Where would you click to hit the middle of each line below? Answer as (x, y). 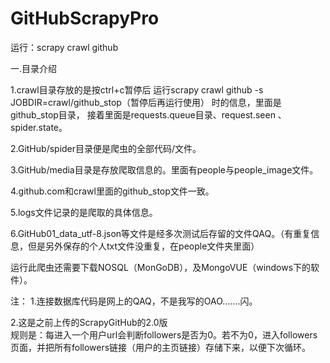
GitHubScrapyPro (85, 18)
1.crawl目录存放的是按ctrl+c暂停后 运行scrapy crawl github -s (137, 89)
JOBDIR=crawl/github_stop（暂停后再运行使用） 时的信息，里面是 (146, 102)
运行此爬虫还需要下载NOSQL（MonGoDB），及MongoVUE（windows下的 (161, 267)
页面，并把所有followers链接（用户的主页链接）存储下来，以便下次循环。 (161, 347)
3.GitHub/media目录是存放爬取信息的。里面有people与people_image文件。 (164, 169)
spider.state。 (39, 127)
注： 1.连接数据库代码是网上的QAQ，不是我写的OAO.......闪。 (134, 301)
